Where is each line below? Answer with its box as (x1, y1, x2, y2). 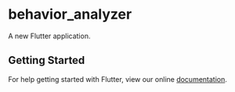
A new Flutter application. (8, 31, 91, 41)
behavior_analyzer (8, 5, 132, 23)
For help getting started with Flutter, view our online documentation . (8, 74, 227, 83)
